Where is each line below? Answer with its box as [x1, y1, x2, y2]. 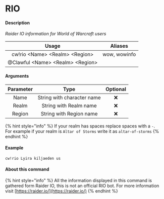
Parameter [7, 86, 33, 93]
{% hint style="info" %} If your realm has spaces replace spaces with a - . [5, 123, 155, 129]
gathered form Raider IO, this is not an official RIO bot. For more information [5, 183, 160, 189]
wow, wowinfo [102, 51, 136, 58]
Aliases [110, 43, 128, 50]
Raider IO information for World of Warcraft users [5, 31, 107, 37]
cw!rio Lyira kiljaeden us [5, 156, 61, 161]
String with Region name [40, 110, 98, 117]
